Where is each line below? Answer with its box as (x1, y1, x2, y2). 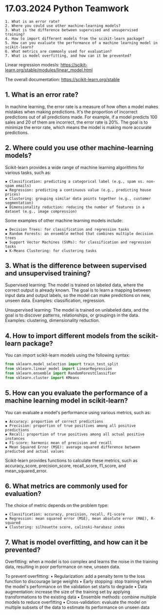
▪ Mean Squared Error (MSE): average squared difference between (5, 445, 140, 449)
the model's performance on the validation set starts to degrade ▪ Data (5, 584, 147, 590)
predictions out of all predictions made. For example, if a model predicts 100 (5, 114, 158, 120)
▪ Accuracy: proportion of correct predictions (5, 419, 104, 424)
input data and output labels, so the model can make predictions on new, (5, 293, 151, 298)
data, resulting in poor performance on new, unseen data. (5, 564, 121, 570)
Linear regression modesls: (5, 62, 60, 67)
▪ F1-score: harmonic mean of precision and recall (5, 440, 112, 445)
